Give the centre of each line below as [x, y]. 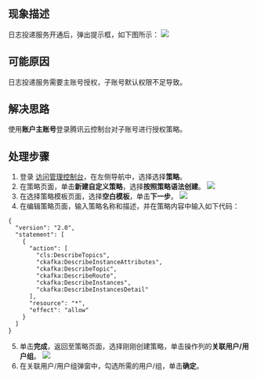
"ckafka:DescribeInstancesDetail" [92, 290]
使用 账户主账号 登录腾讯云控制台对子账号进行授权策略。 [97, 129]
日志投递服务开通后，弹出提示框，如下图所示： [83, 35]
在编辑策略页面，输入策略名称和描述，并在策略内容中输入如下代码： [129, 206]
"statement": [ [40, 235]
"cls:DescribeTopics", [73, 256]
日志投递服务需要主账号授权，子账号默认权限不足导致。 [97, 82]
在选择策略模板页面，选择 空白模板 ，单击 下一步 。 [98, 196]
